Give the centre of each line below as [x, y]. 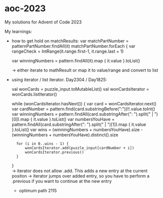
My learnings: [18, 31]
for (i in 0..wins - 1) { [42, 144]
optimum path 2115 [38, 190]
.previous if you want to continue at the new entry [61, 181]
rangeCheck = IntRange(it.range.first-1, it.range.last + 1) [68, 51]
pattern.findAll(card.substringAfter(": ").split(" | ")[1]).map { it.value [79, 124]
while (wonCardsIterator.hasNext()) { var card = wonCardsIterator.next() [84, 103]
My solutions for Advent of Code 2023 [43, 22]
